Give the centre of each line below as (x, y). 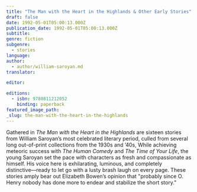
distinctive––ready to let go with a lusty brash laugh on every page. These (96, 170)
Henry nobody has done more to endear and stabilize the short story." (91, 182)
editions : (18, 93)
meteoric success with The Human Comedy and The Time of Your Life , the (97, 151)
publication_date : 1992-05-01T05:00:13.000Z (62, 28)
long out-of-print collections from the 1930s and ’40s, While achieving (91, 145)
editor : (16, 83)
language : (18, 56)
